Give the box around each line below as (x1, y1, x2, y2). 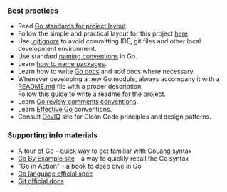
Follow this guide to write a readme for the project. (17, 90, 166, 98)
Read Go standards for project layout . (17, 22, 128, 31)
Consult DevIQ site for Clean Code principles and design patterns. (17, 112, 212, 121)
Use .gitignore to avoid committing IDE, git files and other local (17, 37, 201, 46)
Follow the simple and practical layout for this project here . (17, 29, 190, 38)
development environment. (17, 45, 97, 53)
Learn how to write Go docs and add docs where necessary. (17, 67, 195, 76)
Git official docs (17, 176, 64, 185)
